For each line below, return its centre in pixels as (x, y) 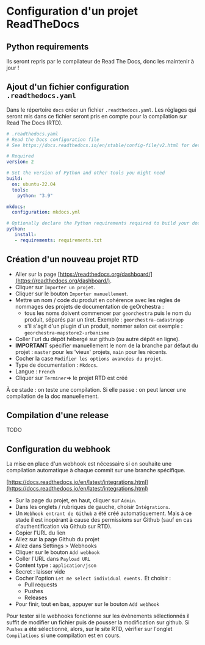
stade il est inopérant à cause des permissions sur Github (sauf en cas (104, 520)
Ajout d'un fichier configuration (68, 87)
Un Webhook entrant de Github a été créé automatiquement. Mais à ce (103, 513)
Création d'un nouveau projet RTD (73, 260)
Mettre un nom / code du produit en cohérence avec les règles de (98, 300)
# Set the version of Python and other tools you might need (86, 173)
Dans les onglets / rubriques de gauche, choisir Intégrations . (92, 507)
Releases (36, 598)
